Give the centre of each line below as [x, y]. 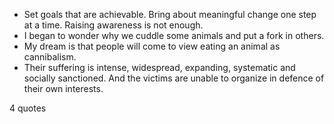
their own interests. [63, 88]
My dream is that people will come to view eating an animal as [152, 46]
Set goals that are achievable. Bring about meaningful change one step [170, 14]
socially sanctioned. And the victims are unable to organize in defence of [174, 78]
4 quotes [28, 108]
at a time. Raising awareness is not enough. [113, 25]
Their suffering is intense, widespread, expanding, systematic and [159, 67]
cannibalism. [50, 57]
